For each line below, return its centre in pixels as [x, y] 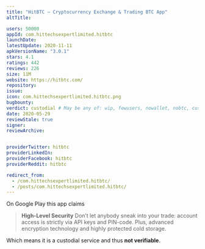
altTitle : [19, 18]
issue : [15, 91]
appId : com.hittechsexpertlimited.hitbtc [60, 34]
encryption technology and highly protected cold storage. [94, 229]
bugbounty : [20, 103]
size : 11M [19, 74]
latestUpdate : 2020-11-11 [39, 46]
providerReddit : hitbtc [37, 164]
